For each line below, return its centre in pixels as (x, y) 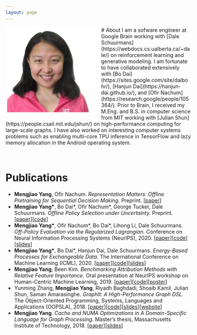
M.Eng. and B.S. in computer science (146, 111)
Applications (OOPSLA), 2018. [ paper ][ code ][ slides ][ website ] (88, 307)
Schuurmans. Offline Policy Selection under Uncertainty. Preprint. (94, 213)
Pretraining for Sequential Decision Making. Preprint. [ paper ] (88, 200)
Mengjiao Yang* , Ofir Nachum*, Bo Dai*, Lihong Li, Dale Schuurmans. (98, 225)
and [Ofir (148, 92)
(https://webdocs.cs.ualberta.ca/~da (146, 49)
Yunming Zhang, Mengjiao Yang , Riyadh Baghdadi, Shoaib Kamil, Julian (101, 288)
